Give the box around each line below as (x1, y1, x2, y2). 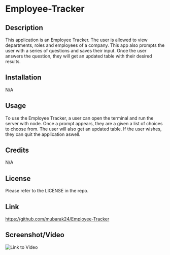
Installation (5, 73, 42, 82)
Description (5, 23, 43, 32)
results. (5, 59, 21, 64)
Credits (5, 146, 29, 155)
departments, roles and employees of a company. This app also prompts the (5, 42, 165, 48)
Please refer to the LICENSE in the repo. (5, 188, 89, 194)
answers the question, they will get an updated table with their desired (5, 53, 152, 59)
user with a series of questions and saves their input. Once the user (5, 48, 147, 53)
